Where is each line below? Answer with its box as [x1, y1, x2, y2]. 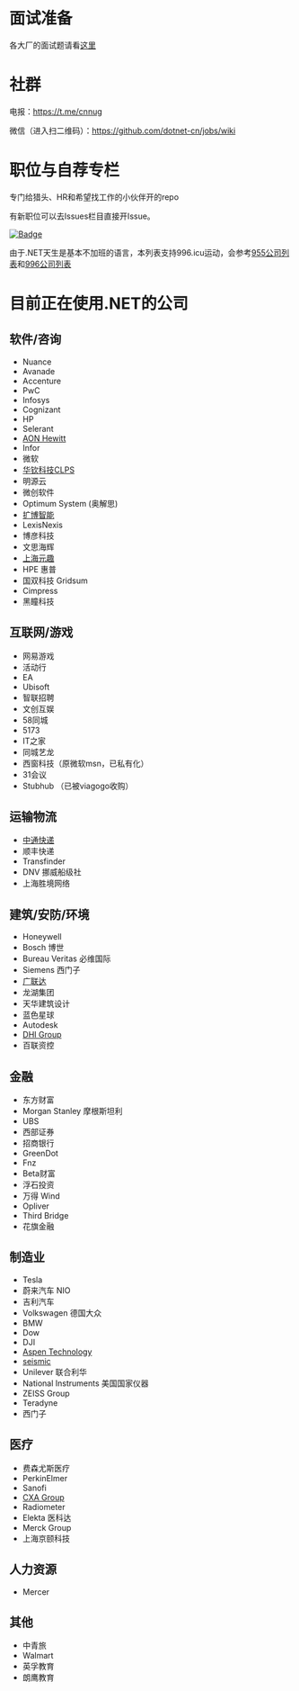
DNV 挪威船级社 [22, 867, 83, 877]
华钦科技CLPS [22, 464, 75, 475]
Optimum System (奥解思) [22, 498, 119, 508]
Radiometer [22, 1501, 66, 1512]
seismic [22, 1355, 51, 1366]
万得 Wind [22, 1191, 60, 1201]
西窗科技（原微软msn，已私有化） [22, 758, 149, 769]
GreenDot [22, 1148, 58, 1159]
